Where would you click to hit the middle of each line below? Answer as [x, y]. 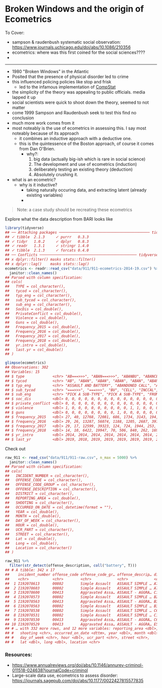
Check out [15, 449]
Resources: [19, 655]
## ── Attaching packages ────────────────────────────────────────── [77, 232]
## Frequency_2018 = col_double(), [43, 340]
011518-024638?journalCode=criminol [50, 671]
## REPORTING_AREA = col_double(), [43, 498]
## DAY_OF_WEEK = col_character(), [43, 521]
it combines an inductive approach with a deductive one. [75, 138]
